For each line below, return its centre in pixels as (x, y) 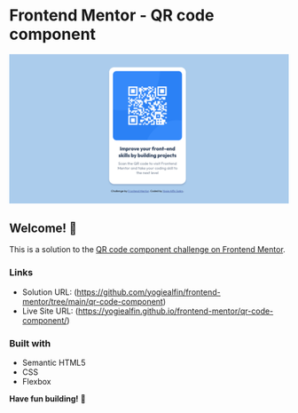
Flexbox (36, 382)
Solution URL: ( (49, 292)
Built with (30, 343)
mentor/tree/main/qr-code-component (93, 301)
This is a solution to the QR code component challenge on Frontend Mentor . (147, 250)
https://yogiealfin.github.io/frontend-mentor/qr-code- (176, 311)
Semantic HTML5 (54, 363)
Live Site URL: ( (50, 311)
